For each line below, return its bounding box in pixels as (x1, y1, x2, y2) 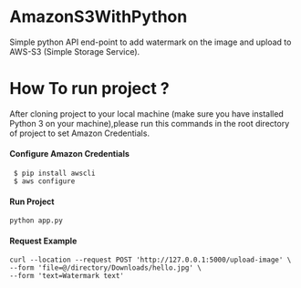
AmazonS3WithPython (9, 6, 188, 27)
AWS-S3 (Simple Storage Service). (9, 46, 140, 57)
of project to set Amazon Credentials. (9, 128, 150, 139)
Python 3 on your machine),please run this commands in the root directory (9, 118, 290, 129)
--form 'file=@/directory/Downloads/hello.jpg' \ (9, 263, 202, 273)
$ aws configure (13, 177, 76, 186)
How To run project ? (9, 78, 171, 99)
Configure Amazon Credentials (9, 149, 130, 159)
